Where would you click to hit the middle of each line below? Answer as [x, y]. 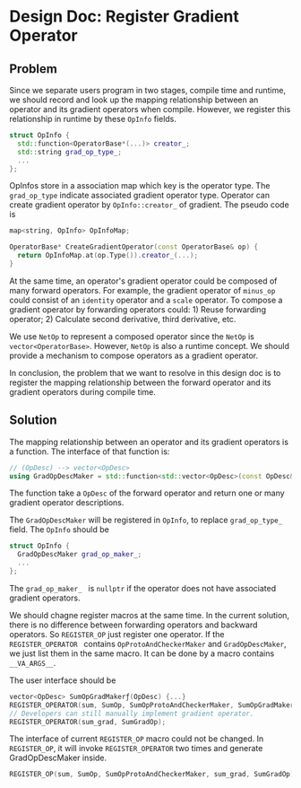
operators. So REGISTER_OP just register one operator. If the [117, 634]
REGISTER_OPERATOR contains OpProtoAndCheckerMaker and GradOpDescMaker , [148, 644]
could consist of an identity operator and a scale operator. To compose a [146, 300]
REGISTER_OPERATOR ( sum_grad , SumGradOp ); [88, 722]
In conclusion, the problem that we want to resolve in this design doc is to [145, 372]
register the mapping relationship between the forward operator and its [140, 382]
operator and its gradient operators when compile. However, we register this [150, 109]
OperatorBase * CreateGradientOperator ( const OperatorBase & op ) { [133, 247]
